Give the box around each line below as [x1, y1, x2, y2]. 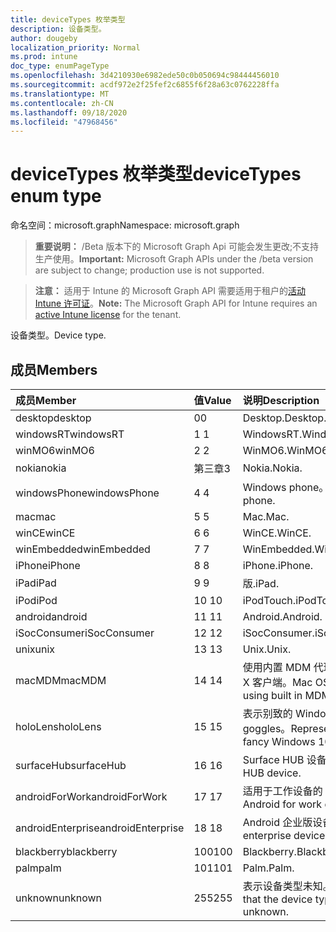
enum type [10, 185, 102, 208]
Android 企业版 [242, 816, 313, 829]
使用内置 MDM [242, 661, 312, 674]
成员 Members [10, 361, 98, 378]
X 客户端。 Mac [242, 676, 313, 689]
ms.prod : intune [10, 52, 78, 62]
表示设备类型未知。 [242, 879, 333, 893]
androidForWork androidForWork [15, 790, 168, 803]
